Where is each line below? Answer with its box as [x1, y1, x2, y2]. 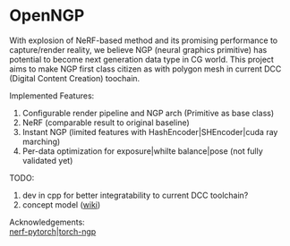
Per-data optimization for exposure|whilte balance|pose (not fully [21, 145, 264, 157]
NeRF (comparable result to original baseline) [21, 117, 190, 128]
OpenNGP [9, 5, 85, 26]
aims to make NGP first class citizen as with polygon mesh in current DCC [9, 64, 282, 74]
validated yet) [21, 155, 73, 165]
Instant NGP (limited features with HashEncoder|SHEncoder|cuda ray [21, 126, 278, 137]
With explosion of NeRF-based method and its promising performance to [9, 35, 278, 46]
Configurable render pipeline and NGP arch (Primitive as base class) [21, 107, 275, 118]
